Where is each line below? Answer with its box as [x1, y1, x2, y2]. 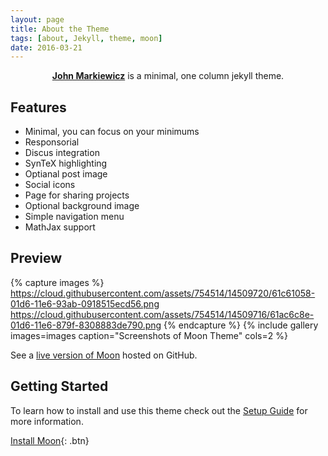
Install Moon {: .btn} [10, 434, 90, 446]
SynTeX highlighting [24, 157, 108, 170]
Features [10, 99, 67, 116]
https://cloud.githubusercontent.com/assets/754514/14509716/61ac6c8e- [10, 308, 315, 320]
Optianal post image [24, 168, 108, 180]
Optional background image [24, 200, 140, 212]
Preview [10, 250, 63, 267]
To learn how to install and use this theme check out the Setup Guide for [10, 404, 308, 416]
